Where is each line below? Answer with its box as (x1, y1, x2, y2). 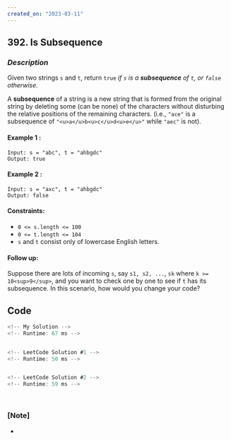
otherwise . (7, 81, 39, 90)
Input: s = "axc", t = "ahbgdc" (7, 185, 102, 192)
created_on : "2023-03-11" (7, 10, 83, 18)
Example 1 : (7, 133, 41, 142)
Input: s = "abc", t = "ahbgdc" (7, 149, 102, 156)
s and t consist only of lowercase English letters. (17, 237, 160, 245)
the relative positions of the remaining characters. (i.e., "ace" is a (7, 110, 196, 118)
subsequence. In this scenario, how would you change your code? (7, 284, 201, 293)
